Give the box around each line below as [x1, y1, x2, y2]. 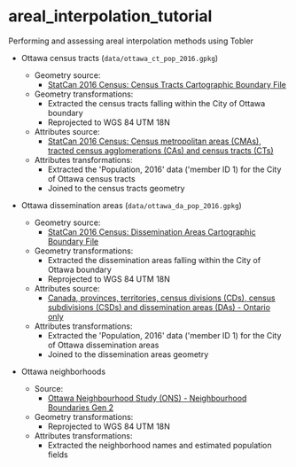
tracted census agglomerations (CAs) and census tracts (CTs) [47, 144, 274, 156]
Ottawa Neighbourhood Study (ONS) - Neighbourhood [47, 393, 247, 403]
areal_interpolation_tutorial [8, 6, 213, 27]
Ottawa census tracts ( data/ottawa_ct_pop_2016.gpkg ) [20, 52, 219, 63]
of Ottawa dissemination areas [47, 339, 160, 350]
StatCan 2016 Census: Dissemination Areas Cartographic [47, 226, 256, 237]
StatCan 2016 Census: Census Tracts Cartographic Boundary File [47, 79, 287, 90]
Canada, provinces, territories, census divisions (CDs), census [47, 292, 276, 303]
